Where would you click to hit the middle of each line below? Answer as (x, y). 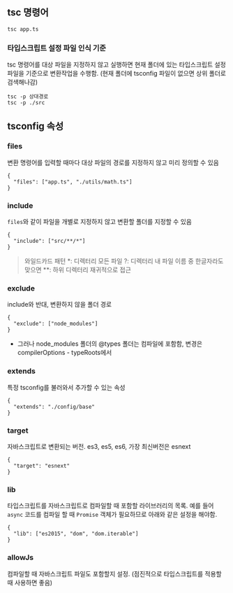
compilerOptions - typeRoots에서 (65, 353)
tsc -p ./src (26, 103)
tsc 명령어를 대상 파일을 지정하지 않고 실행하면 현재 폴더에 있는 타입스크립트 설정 (117, 64)
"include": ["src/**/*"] (50, 241)
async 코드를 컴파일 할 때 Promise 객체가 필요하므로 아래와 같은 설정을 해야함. (112, 515)
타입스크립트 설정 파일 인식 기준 (57, 48)
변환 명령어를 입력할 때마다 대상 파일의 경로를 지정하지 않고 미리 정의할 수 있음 (113, 162)
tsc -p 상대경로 (28, 97)
